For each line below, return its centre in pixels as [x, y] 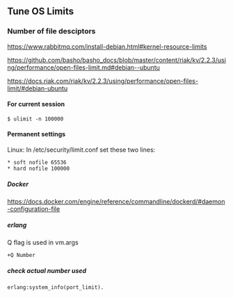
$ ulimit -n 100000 [35, 119]
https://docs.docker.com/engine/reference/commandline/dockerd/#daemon [116, 202]
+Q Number [22, 256]
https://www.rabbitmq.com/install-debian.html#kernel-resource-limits [107, 46]
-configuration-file [34, 209]
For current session [36, 104]
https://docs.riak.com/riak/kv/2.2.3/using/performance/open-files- [103, 81]
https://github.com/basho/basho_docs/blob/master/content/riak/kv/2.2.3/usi [116, 60]
